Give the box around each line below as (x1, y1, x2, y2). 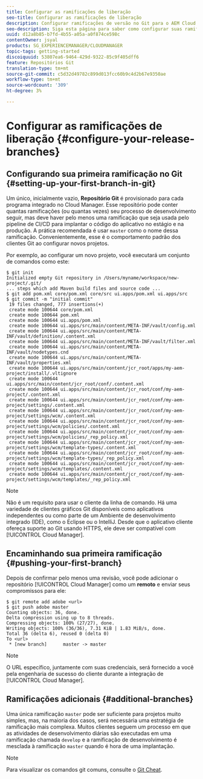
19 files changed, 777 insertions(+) (8, 301, 104, 307)
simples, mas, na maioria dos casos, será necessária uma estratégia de (6, 717, 184, 724)
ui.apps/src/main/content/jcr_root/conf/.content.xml (6, 381, 145, 387)
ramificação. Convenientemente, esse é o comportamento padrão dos (6, 233, 181, 240)
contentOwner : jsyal (6, 37, 59, 43)
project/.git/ (6, 280, 42, 286)
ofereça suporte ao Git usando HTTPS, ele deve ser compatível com (6, 524, 176, 532)
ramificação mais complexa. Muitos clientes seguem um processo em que (6, 723, 192, 731)
